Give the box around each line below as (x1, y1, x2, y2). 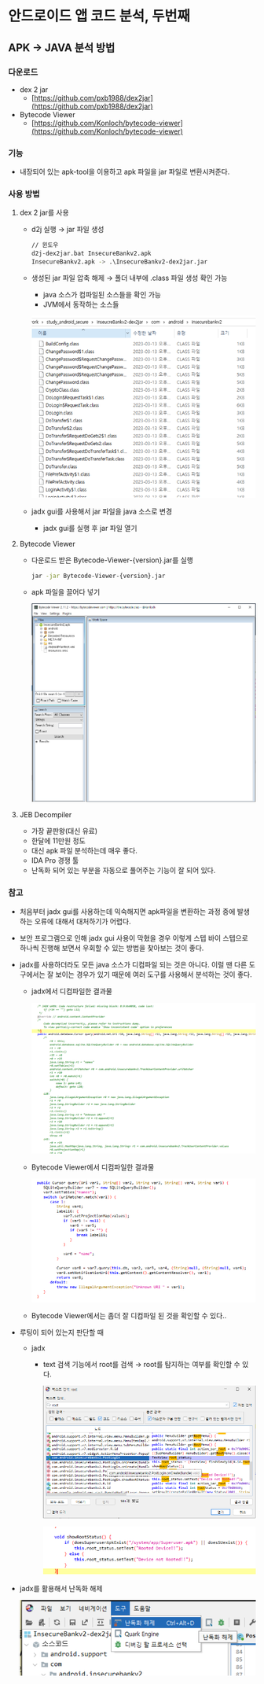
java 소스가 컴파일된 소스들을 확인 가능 (42, 290, 161, 300)
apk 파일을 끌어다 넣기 (31, 587, 101, 596)
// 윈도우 (31, 241, 59, 249)
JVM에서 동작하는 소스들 (42, 300, 119, 309)
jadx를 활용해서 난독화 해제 (19, 1584, 103, 1594)
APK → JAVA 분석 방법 (8, 41, 115, 54)
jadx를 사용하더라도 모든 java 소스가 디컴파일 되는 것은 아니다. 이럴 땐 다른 (19, 960, 247, 969)
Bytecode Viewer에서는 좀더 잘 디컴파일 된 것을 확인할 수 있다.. (31, 1310, 227, 1320)
